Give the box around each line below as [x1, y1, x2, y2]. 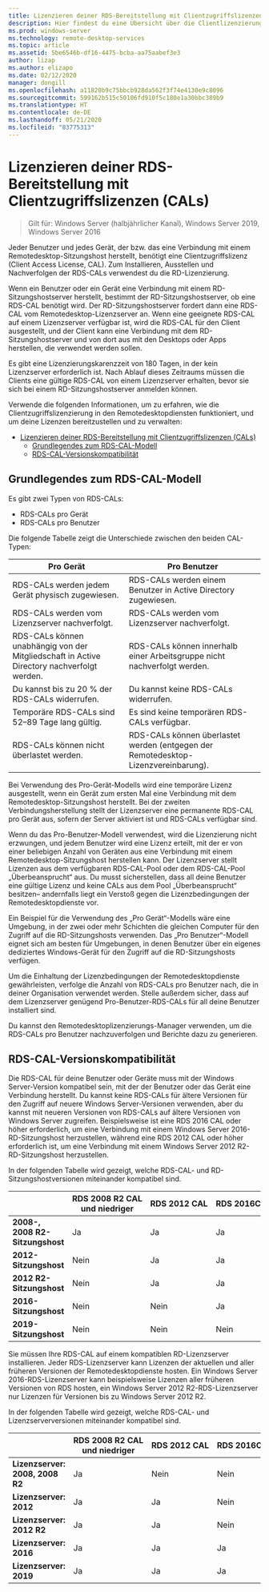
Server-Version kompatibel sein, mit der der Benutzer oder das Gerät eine [8, 1082, 251, 1091]
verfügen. [8, 955, 41, 965]
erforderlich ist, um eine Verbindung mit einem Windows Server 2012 [8, 1142, 236, 1152]
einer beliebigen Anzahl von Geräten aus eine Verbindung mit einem [8, 846, 233, 856]
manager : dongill [8, 78, 66, 86]
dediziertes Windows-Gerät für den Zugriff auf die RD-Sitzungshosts [8, 947, 235, 957]
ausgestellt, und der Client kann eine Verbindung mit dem [8, 326, 199, 336]
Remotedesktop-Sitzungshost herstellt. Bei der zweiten [8, 797, 191, 806]
